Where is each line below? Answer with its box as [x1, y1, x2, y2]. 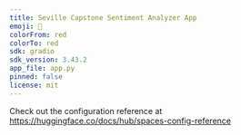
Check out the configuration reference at [9, 105, 163, 116]
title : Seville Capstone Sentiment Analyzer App [9, 13, 197, 23]
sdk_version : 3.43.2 [9, 55, 88, 64]
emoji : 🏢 [9, 22, 43, 31]
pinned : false [9, 72, 64, 82]
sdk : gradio [9, 47, 55, 56]
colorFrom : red [9, 30, 67, 39]
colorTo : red [9, 38, 59, 48]
